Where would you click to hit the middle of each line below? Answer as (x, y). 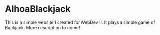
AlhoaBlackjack (38, 9)
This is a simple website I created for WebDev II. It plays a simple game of (80, 22)
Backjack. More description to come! (42, 27)
